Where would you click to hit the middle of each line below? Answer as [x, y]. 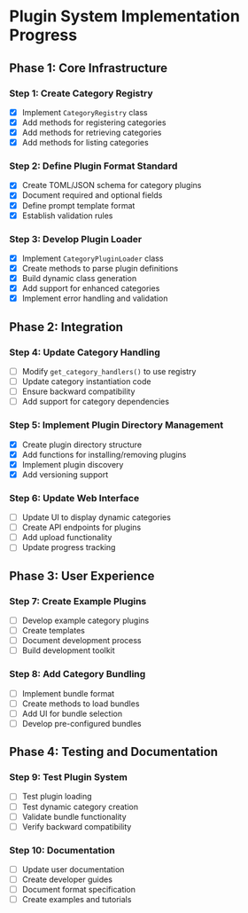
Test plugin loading [57, 797]
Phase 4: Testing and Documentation [114, 752]
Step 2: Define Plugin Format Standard [93, 166]
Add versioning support [65, 474]
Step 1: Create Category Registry [81, 93]
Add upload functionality [67, 538]
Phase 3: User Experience [82, 575]
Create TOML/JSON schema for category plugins [112, 185]
